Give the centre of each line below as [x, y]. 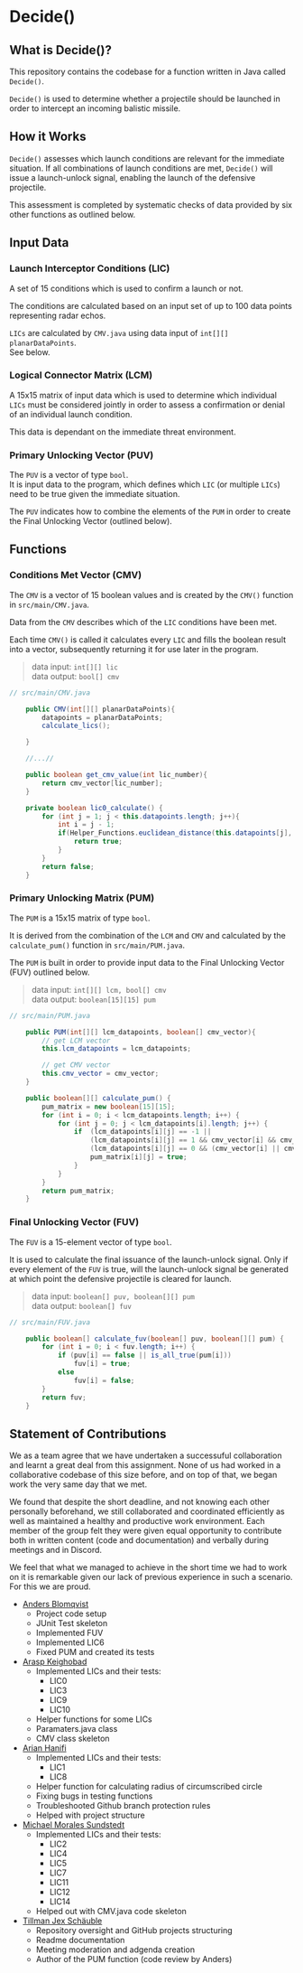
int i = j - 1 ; [86, 825]
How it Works [48, 137]
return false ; [68, 866]
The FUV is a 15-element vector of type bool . [91, 1242]
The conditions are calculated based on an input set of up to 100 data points [151, 305]
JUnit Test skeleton [72, 1623]
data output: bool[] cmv [75, 676]
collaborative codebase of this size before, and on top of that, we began [143, 1475]
